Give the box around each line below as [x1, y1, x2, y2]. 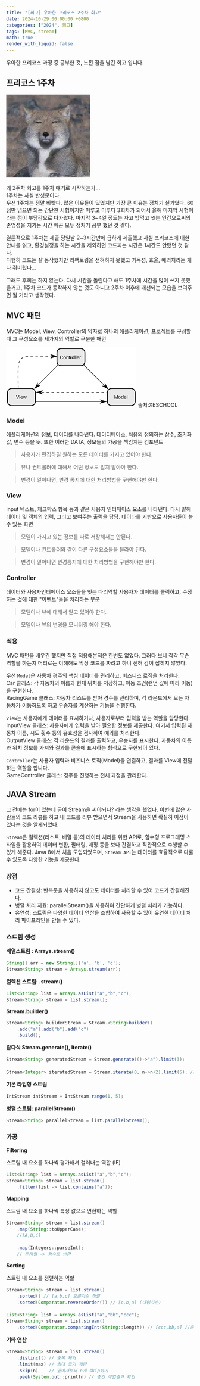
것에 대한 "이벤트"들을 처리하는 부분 [17, 596, 100, 603]
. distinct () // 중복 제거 [17, 1355, 76, 1361]
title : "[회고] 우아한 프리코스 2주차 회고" [6, 10, 102, 15]
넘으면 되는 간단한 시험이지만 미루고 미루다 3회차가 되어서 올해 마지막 [17, 206, 178, 214]
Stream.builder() [6, 1007, 49, 1015]
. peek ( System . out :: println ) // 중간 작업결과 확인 [17, 1373, 135, 1380]
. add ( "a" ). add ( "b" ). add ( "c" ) [17, 1026, 89, 1032]
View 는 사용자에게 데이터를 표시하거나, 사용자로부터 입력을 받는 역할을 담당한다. [6, 714, 190, 721]
